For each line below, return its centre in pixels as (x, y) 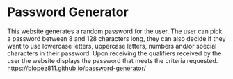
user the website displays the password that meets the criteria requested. (113, 60)
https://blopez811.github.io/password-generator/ (77, 68)
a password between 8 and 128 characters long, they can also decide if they (116, 38)
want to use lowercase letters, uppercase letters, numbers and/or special (112, 46)
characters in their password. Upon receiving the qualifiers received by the (114, 53)
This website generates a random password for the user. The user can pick (115, 31)
